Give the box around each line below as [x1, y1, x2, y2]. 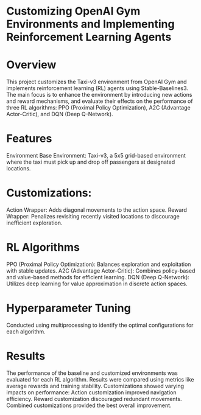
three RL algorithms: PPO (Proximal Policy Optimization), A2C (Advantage [6, 104, 191, 111]
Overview [6, 58, 57, 72]
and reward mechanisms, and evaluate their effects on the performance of [6, 97, 193, 105]
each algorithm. [6, 327, 46, 335]
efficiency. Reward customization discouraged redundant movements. [6, 395, 182, 402]
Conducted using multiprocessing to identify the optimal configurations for [6, 321, 194, 329]
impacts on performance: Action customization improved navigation [6, 388, 177, 396]
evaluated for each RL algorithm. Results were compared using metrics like [6, 375, 194, 383]
